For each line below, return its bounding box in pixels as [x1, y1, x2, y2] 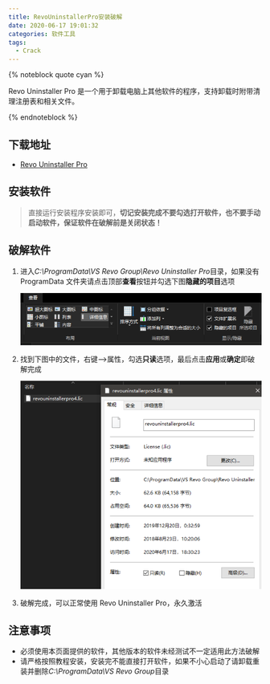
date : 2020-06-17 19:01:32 [8, 21, 99, 30]
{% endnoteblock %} [8, 112, 78, 122]
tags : [8, 39, 27, 47]
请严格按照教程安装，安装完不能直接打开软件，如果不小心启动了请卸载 [19, 657, 253, 666]
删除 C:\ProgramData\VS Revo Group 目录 [34, 666, 170, 676]
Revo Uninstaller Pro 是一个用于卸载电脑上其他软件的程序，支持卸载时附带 [8, 87, 254, 96]
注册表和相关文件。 [14, 96, 79, 106]
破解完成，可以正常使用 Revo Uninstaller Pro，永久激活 [19, 598, 202, 608]
